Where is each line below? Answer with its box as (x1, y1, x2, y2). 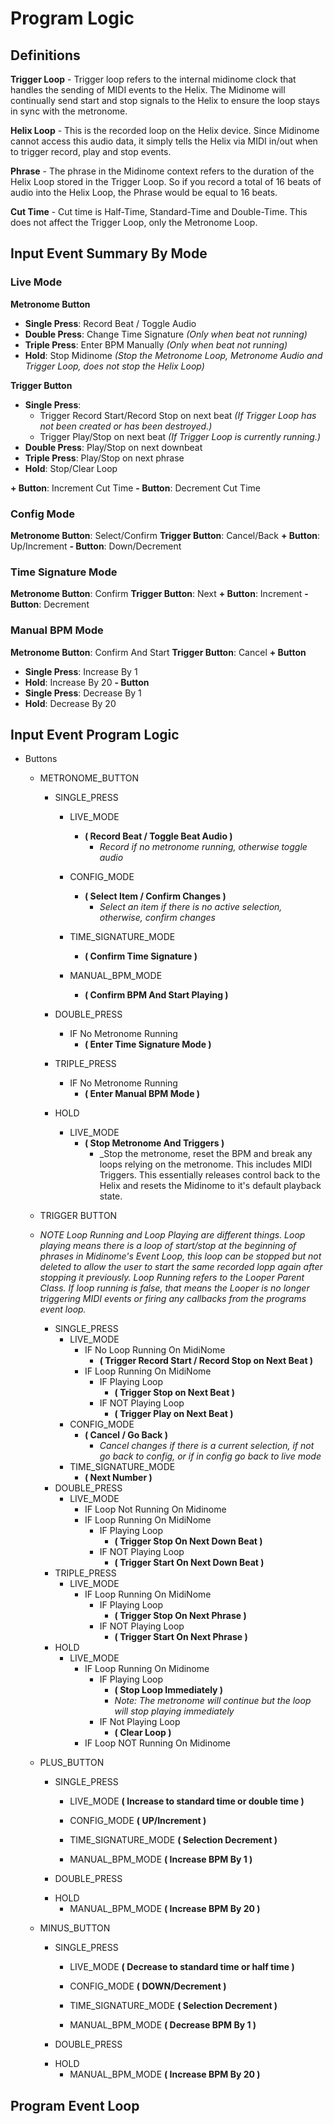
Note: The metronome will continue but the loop (114, 1695, 312, 1707)
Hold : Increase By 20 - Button (24, 676, 150, 688)
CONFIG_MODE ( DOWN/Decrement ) (69, 1980, 227, 1992)
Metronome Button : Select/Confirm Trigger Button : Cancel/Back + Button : (10, 529, 320, 541)
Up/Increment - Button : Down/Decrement (10, 540, 182, 552)
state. (99, 1190, 123, 1202)
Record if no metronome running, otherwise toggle (99, 841, 308, 853)
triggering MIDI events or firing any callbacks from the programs (39, 1293, 307, 1305)
